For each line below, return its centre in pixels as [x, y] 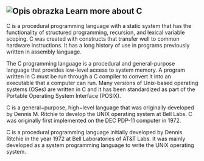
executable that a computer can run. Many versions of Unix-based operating [102, 83]
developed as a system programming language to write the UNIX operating [100, 145]
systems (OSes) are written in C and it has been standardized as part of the [101, 89]
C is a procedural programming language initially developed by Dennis [94, 132]
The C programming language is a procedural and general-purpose [91, 63]
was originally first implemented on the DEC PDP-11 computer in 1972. [94, 120]
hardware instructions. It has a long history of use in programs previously [98, 45]
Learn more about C [104, 11]
